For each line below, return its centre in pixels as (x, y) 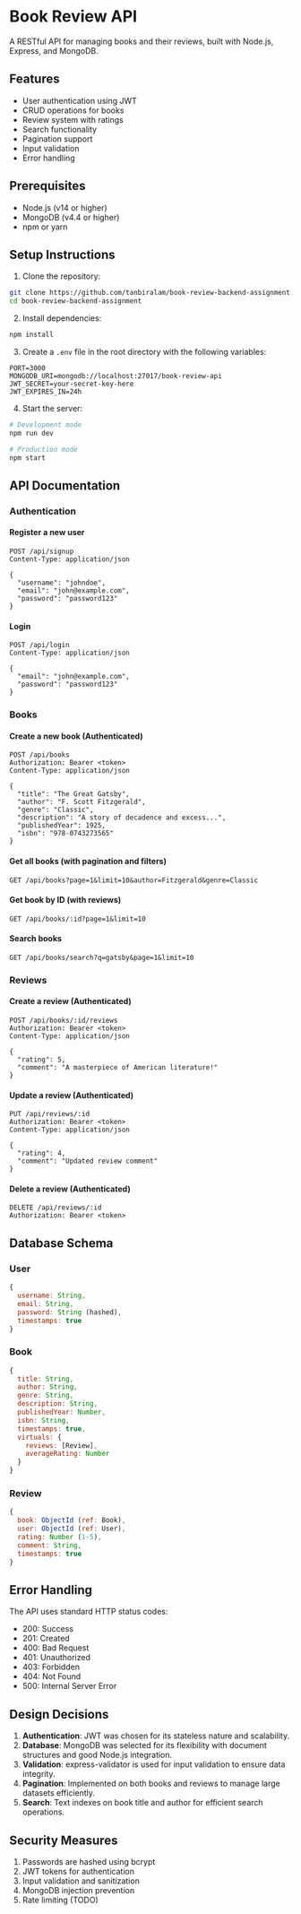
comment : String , (50, 1545)
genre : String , (46, 1396)
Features (34, 79)
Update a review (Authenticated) (72, 1095)
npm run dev (31, 433)
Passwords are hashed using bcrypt (89, 1861)
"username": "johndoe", (61, 583)
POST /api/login (39, 645)
